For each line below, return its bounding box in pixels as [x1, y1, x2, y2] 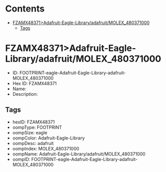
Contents [5, 3, 45, 15]
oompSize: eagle [12, 129, 48, 135]
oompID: [12, 156, 31, 162]
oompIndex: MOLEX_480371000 [12, 145, 79, 151]
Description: [12, 91, 38, 97]
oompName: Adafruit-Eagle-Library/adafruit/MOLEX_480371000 [12, 151, 145, 157]
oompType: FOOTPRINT [12, 124, 62, 130]
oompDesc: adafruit [12, 140, 54, 146]
